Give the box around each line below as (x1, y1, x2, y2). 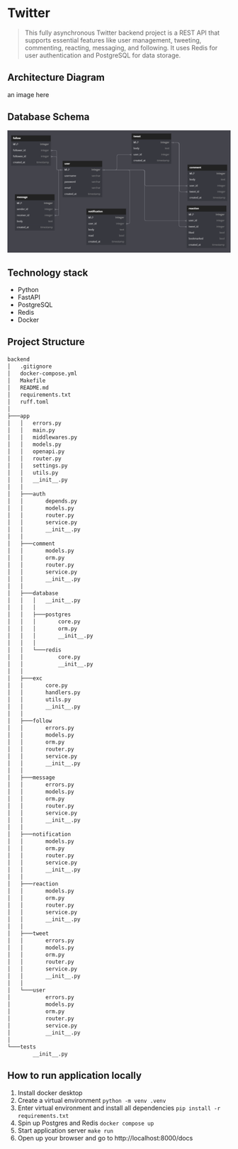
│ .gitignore (7, 363, 52, 370)
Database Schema (7, 111, 90, 123)
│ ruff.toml (7, 398, 50, 405)
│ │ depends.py (7, 498, 78, 505)
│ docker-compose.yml (7, 370, 78, 377)
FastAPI (17, 293, 40, 301)
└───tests (7, 1043, 37, 1050)
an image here (7, 90, 50, 99)
